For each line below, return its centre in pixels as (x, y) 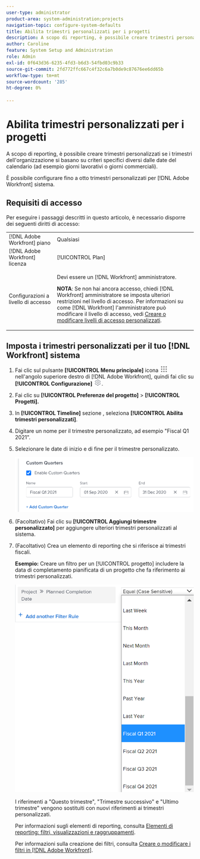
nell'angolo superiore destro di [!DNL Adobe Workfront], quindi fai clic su (104, 377)
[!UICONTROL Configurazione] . (59, 384)
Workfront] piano (29, 243)
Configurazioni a (29, 296)
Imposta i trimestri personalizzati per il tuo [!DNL (98, 346)
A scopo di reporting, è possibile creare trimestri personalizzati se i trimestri (99, 153)
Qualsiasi (68, 239)
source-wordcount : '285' (37, 82)
